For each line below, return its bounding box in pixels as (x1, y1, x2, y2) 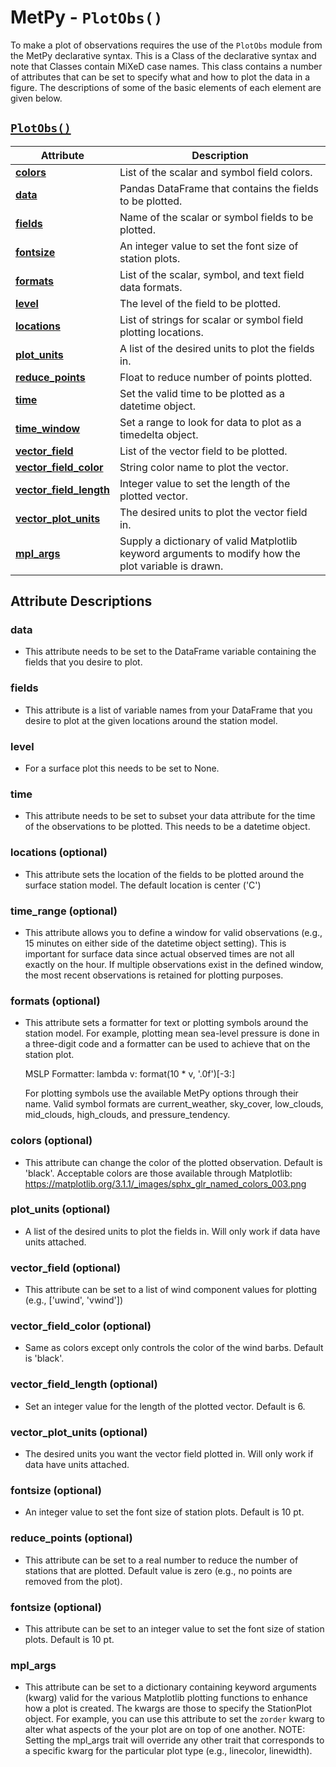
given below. (10, 92, 63, 104)
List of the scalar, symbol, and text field (119, 267, 305, 281)
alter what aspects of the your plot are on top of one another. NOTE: (24, 1724, 306, 1736)
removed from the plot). (24, 1575, 123, 1587)
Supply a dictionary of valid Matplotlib (119, 534, 298, 548)
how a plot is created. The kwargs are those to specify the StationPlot (24, 1702, 313, 1715)
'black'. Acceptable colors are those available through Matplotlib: (24, 1167, 293, 1179)
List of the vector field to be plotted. (119, 444, 288, 458)
